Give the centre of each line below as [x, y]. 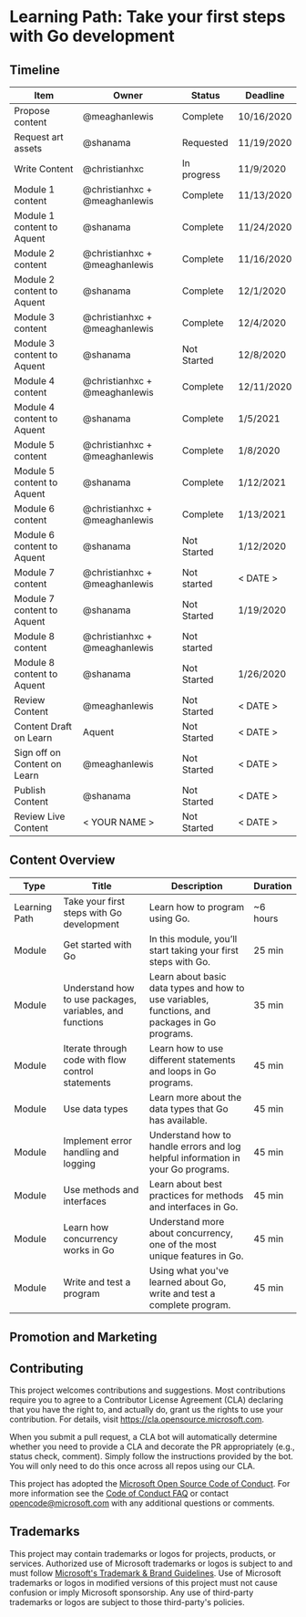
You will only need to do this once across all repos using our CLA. [133, 1467]
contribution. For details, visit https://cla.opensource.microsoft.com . [137, 1419]
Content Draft [43, 726]
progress [201, 175]
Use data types [96, 1108]
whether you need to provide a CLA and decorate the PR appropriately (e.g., [153, 1446]
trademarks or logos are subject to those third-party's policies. [127, 1601]
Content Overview [62, 860]
